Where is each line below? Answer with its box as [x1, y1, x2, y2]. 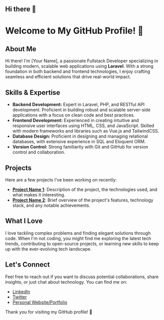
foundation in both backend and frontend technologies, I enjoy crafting [5, 68, 151, 75]
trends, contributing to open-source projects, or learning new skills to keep [5, 240, 160, 247]
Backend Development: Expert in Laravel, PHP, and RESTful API [12, 102, 145, 108]
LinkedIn [12, 289, 30, 295]
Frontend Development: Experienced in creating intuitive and [12, 118, 139, 124]
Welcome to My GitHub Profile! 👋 [5, 25, 144, 36]
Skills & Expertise [5, 88, 61, 97]
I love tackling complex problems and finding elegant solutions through [5, 230, 151, 236]
